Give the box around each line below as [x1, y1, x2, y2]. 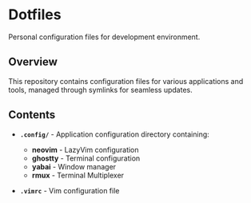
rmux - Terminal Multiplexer [31, 170, 125, 180]
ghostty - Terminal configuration [31, 153, 141, 163]
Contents [8, 108, 56, 121]
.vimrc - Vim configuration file [19, 185, 120, 195]
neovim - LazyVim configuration [31, 145, 139, 154]
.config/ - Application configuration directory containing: [19, 129, 209, 139]
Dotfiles [8, 6, 62, 24]
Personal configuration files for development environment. [8, 32, 201, 42]
